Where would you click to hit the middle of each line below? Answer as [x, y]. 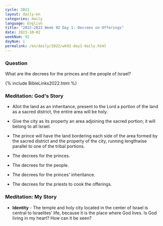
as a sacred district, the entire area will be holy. [60, 112]
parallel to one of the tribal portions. [48, 146]
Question [16, 63]
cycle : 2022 [17, 10]
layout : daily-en [23, 14]
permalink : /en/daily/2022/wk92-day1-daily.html [56, 46]
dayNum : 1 [15, 42]
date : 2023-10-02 [23, 32]
